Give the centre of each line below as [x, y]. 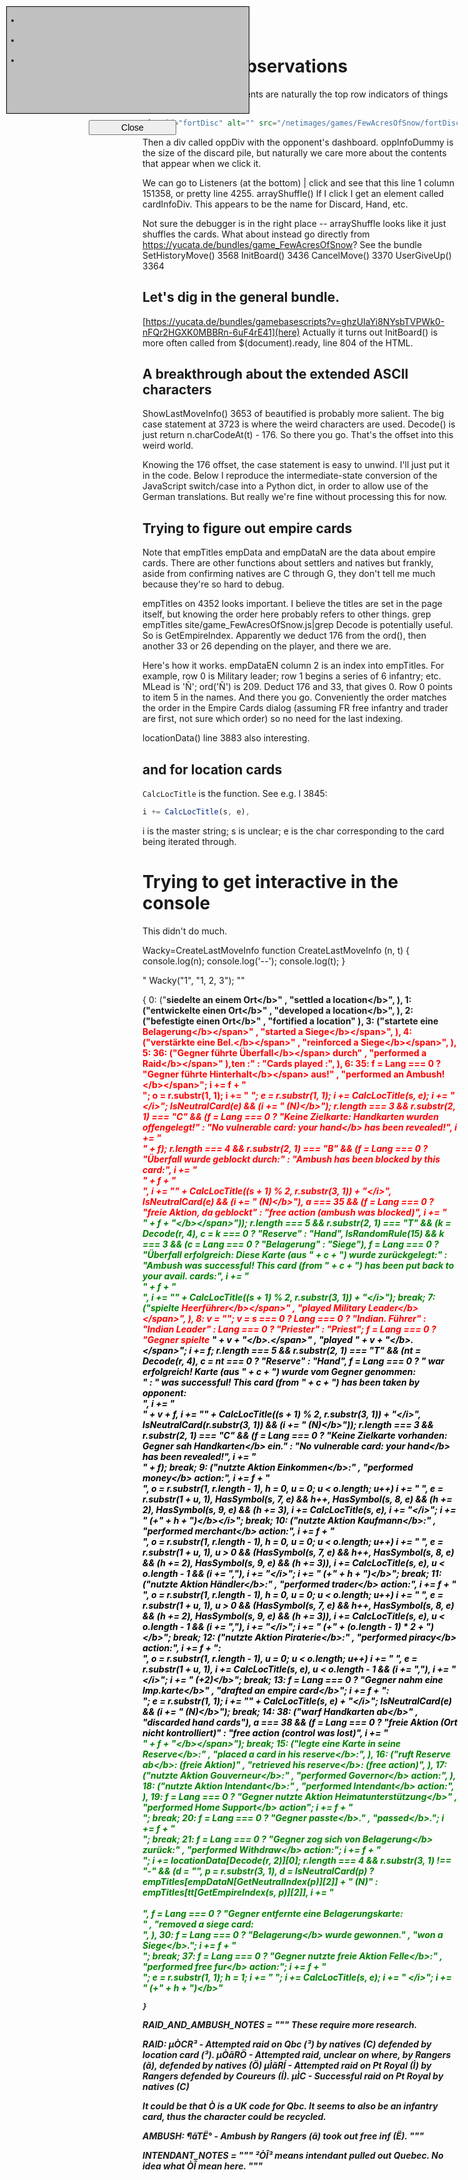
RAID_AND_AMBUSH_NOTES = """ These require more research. [280, 2024]
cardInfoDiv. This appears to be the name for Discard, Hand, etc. [275, 204]
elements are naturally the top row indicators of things [337, 94]
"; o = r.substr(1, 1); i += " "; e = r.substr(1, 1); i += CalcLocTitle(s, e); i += [295, 1095]
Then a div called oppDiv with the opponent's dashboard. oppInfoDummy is [298, 142]
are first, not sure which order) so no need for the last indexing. [273, 719]
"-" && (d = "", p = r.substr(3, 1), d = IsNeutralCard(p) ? [258, 1871]
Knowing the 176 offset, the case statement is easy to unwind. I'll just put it [296, 465]
